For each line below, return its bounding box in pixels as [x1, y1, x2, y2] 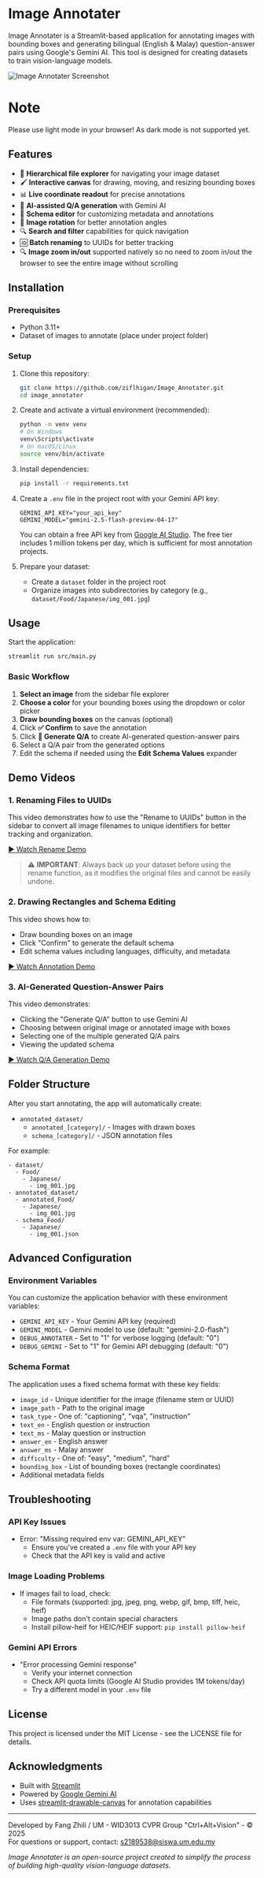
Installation [8, 281, 64, 295]
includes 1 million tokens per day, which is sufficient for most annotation [19, 537, 253, 548]
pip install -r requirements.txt [19, 479, 130, 487]
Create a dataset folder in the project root [31, 577, 167, 586]
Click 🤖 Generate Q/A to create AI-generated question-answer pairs [19, 731, 240, 741]
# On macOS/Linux [19, 443, 77, 451]
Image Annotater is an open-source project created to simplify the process [8, 1852, 251, 1861]
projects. [19, 546, 49, 556]
